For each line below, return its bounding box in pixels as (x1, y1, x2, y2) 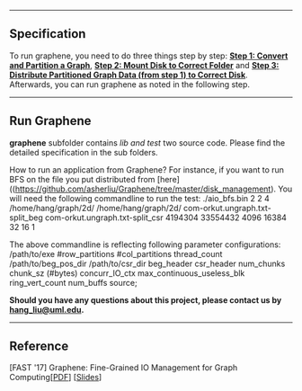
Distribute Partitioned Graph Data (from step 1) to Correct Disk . (9, 69, 249, 80)
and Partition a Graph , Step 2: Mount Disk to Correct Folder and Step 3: (9, 59, 280, 70)
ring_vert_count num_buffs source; (9, 277, 138, 288)
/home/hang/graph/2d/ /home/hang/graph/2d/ (9, 202, 182, 213)
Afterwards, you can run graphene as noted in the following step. (9, 78, 250, 90)
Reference (9, 339, 69, 354)
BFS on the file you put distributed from (9, 173, 155, 184)
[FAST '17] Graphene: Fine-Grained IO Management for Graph (9, 362, 238, 373)
